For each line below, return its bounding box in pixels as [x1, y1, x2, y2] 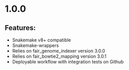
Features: [5, 24, 36, 32]
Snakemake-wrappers [12, 42, 59, 49]
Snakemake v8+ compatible [12, 37, 71, 43]
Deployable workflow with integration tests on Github [12, 59, 124, 64]
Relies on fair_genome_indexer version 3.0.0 [12, 48, 106, 54]
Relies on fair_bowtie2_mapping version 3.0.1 [12, 53, 107, 59]
